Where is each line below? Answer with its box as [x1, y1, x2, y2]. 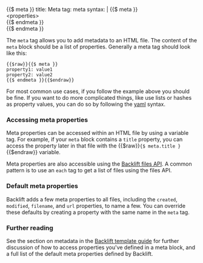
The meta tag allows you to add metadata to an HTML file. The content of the [6, 37, 198, 44]
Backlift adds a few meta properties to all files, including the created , [6, 195, 178, 203]
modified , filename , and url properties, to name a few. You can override [6, 202, 186, 209]
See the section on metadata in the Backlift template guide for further [6, 237, 179, 244]
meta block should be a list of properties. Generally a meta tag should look [6, 43, 191, 50]
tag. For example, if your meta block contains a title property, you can [6, 136, 183, 143]
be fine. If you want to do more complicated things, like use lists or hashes [6, 94, 192, 101]
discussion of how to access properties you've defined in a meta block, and [6, 244, 196, 251]
